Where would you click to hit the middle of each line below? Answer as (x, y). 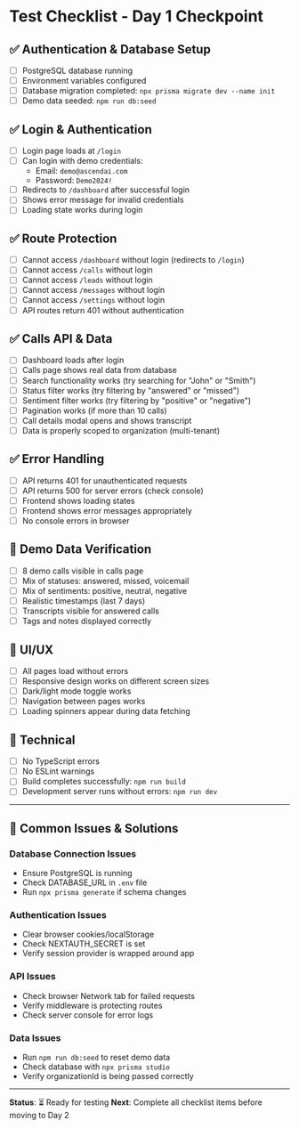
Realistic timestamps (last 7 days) (84, 601)
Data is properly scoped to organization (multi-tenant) (121, 430)
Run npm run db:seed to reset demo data (96, 1057)
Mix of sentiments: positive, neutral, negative (105, 590)
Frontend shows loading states (78, 500)
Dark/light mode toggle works (77, 691)
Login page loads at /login (72, 151)
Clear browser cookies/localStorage (88, 934)
